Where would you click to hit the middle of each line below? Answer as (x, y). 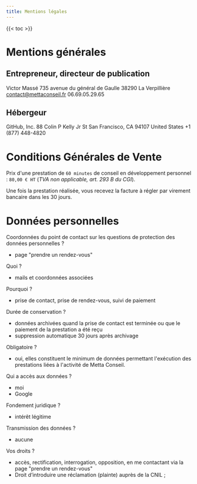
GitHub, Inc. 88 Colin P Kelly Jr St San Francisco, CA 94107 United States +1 (98, 127)
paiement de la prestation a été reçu (59, 330)
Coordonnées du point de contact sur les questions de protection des (91, 237)
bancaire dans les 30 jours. (39, 197)
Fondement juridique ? (33, 405)
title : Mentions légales (37, 11)
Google (24, 394)
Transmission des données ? (41, 428)
